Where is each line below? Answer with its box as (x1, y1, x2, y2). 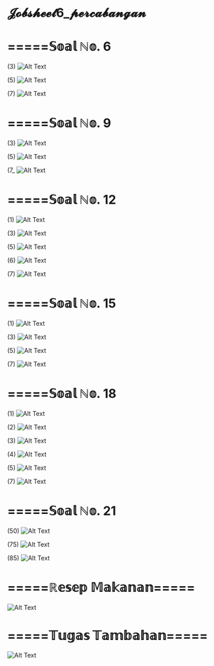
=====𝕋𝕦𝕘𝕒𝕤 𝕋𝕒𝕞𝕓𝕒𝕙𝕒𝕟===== (7, 627, 208, 644)
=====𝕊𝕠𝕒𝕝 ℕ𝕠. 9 (7, 116, 112, 131)
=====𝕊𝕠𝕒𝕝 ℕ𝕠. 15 (7, 296, 117, 312)
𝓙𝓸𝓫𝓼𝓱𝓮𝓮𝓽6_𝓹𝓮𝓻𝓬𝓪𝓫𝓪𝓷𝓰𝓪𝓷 (7, 5, 147, 21)
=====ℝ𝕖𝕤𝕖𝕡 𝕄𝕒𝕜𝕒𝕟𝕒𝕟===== (7, 580, 196, 595)
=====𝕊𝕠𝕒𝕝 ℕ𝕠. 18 (7, 386, 117, 402)
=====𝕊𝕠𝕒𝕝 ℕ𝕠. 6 (7, 39, 112, 55)
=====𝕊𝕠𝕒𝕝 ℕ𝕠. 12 (7, 192, 117, 208)
